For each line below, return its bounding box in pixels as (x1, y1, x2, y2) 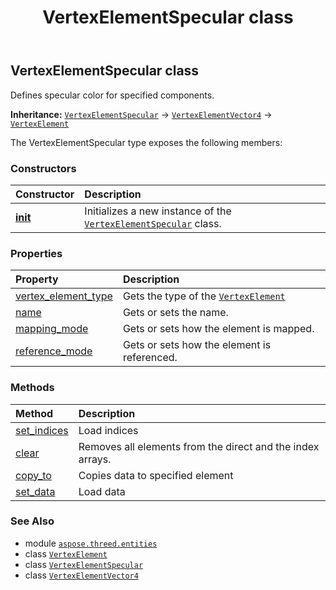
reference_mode (15, 344, 93, 358)
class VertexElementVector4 (24, 569, 139, 581)
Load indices (78, 423, 139, 437)
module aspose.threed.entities (24, 537, 158, 549)
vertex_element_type (15, 289, 113, 303)
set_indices (15, 423, 69, 437)
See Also (10, 514, 55, 528)
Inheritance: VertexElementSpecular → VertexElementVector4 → (10, 108, 273, 120)
